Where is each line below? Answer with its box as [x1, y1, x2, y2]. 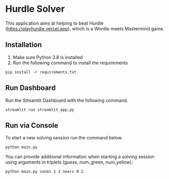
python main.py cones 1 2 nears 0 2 [5, 169, 83, 174]
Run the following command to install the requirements [12, 60, 128, 66]
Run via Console [5, 121, 58, 130]
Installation [5, 41, 42, 49]
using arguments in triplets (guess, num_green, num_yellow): [5, 159, 133, 165]
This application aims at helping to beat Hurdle [5, 20, 104, 26]
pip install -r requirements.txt [5, 69, 77, 75]
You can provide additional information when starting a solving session [5, 154, 155, 160]
